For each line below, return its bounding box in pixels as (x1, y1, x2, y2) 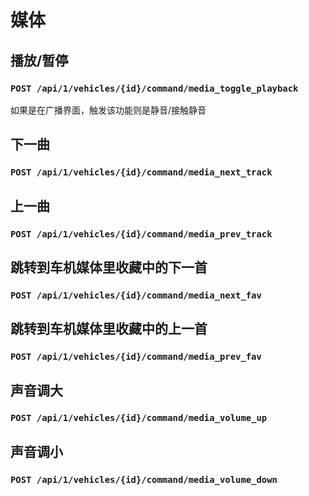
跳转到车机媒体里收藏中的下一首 (10, 259, 208, 276)
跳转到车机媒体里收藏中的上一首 (10, 321, 208, 338)
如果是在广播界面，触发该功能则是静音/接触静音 (10, 104, 207, 116)
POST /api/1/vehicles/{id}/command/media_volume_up (10, 412, 268, 424)
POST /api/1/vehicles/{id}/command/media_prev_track (10, 228, 273, 240)
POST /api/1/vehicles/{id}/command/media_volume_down (10, 474, 278, 485)
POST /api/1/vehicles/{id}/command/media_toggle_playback (10, 82, 299, 94)
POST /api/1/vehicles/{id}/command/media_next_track (10, 167, 273, 178)
